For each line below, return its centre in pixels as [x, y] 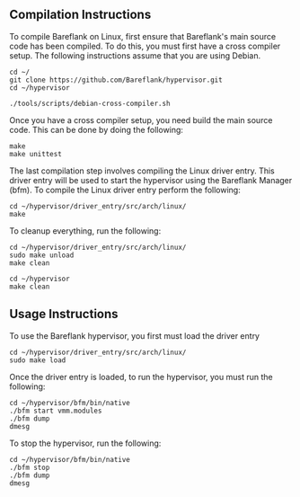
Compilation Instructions [80, 15]
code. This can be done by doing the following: [97, 129]
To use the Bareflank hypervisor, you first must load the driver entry [135, 335]
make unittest [36, 154]
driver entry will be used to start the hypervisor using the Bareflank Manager [151, 180]
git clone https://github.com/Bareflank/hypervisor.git [116, 80]
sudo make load [38, 360]
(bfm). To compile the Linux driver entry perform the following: [125, 190]
